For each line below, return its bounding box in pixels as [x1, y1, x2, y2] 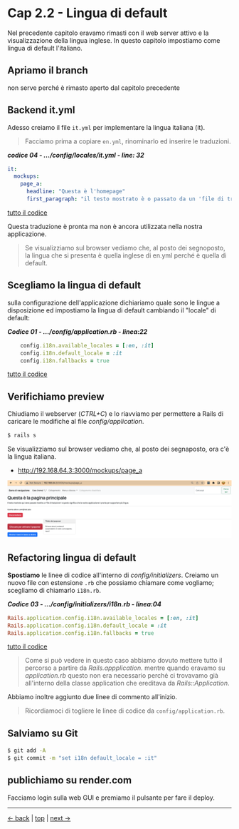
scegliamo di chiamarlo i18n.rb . [7, 586, 102, 594]
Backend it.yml [7, 104, 75, 116]
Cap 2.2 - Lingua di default [7, 5, 168, 21]
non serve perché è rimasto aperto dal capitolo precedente [7, 83, 180, 92]
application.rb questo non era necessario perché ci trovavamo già [24, 671, 219, 680]
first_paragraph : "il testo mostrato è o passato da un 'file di [26, 195, 224, 203]
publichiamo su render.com [7, 774, 132, 786]
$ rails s [7, 432, 37, 439]
